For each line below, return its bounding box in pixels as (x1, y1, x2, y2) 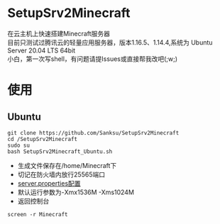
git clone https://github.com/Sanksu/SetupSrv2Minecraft (7, 129, 180, 136)
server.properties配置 (17, 179, 81, 187)
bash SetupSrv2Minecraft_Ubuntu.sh (7, 147, 113, 155)
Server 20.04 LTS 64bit (7, 46, 76, 55)
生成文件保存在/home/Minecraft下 (17, 161, 117, 169)
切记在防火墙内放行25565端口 (17, 170, 105, 179)
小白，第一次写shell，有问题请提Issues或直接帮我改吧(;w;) (7, 55, 178, 63)
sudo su (7, 142, 31, 149)
